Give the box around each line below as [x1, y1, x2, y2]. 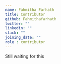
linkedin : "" [5, 26, 32, 31]
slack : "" [5, 30, 26, 35]
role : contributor [5, 40, 46, 45]
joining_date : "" [5, 35, 41, 40]
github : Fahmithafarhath [5, 16, 57, 21]
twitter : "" [5, 21, 30, 26]
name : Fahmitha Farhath [5, 7, 55, 12]
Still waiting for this [5, 53, 45, 59]
